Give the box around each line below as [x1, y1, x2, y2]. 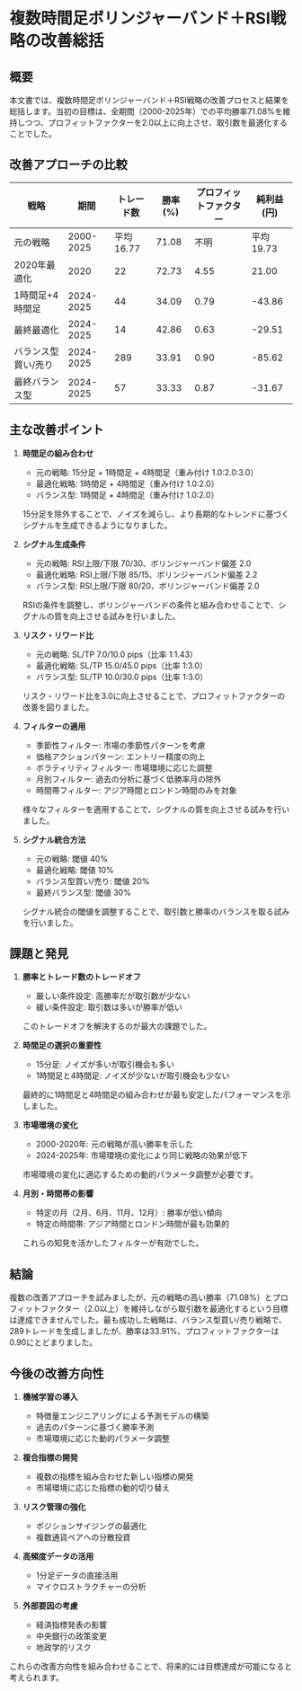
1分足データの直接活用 [35, 1570, 119, 1581]
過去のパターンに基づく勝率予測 [35, 1421, 155, 1433]
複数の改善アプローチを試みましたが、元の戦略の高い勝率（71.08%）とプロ [9, 1292, 289, 1303]
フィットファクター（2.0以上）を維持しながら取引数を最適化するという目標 [9, 1304, 289, 1315]
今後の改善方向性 [9, 1366, 104, 1381]
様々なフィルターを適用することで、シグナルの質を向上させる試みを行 [22, 803, 282, 814]
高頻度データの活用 [22, 1551, 94, 1562]
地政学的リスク [35, 1642, 92, 1653]
